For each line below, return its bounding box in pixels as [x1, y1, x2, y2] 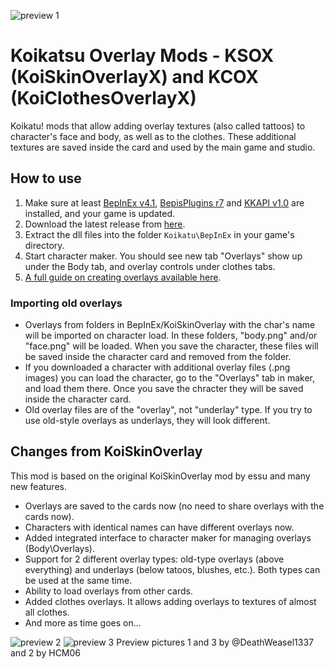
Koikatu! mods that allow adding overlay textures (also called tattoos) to [10, 120, 306, 132]
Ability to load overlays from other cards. [24, 585, 194, 597]
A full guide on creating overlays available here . [24, 271, 222, 283]
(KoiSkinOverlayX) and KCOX [10, 66, 259, 89]
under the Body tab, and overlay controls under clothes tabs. [24, 260, 276, 272]
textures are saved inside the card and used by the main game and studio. [10, 141, 316, 153]
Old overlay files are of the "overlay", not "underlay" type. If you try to [24, 404, 313, 416]
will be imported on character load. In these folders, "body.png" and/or [24, 330, 318, 342]
